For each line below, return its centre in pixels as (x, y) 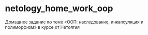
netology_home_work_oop (59, 9)
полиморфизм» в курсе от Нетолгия (42, 27)
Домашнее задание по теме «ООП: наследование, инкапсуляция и (74, 22)
